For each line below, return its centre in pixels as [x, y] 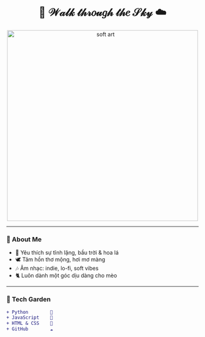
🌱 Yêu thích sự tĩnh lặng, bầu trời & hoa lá [67, 253]
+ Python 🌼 [30, 312]
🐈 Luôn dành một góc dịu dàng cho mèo [66, 275]
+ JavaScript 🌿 [30, 318]
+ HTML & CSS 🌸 [30, 324]
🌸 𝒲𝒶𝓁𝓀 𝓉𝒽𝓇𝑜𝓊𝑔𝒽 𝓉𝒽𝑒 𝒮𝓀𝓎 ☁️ [103, 13]
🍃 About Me [24, 239]
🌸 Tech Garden [28, 299]
